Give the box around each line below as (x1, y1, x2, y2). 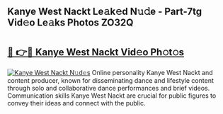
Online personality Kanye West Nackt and (91, 69, 213, 76)
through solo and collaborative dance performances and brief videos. (7, 84, 210, 92)
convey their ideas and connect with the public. (7, 99, 146, 107)
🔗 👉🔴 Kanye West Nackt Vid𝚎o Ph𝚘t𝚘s (7, 46, 184, 58)
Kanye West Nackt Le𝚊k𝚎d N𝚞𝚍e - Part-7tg (7, 6, 202, 18)
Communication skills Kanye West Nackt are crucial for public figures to (7, 91, 217, 100)
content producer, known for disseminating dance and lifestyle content (7, 76, 214, 84)
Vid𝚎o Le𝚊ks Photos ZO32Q (7, 17, 134, 29)
